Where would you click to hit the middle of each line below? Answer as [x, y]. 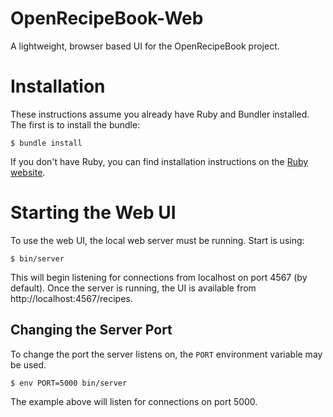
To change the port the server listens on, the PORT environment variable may [166, 354]
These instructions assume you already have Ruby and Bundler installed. [160, 114]
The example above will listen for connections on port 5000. [134, 401]
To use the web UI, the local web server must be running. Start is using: [157, 240]
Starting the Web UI [93, 213]
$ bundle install [46, 143]
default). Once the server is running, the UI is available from [133, 288]
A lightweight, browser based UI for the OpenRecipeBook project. [145, 46]
